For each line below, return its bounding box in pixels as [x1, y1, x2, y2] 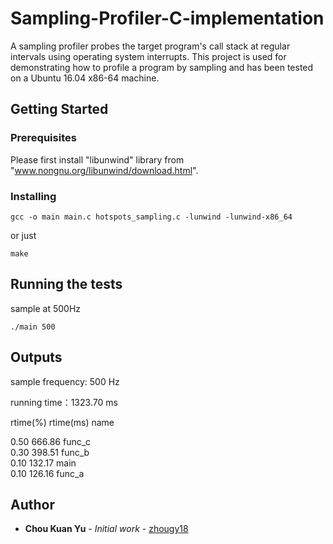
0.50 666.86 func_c [10, 435, 92, 447]
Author [10, 496, 55, 513]
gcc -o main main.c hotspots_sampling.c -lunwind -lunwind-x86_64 [10, 212, 293, 222]
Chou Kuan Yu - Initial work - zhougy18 [24, 523, 189, 535]
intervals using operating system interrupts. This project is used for [10, 50, 287, 62]
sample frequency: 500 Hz [10, 375, 120, 387]
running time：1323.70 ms [10, 396, 118, 408]
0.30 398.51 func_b [10, 446, 90, 458]
